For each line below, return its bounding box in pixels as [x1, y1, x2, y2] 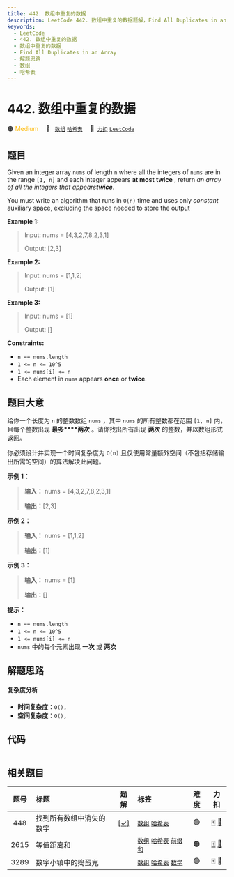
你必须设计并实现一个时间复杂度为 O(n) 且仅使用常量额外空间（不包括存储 [7, 449, 219, 457]
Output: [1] [24, 285, 55, 293]
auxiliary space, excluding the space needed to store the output [7, 204, 190, 213]
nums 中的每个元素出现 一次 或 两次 [17, 643, 117, 651]
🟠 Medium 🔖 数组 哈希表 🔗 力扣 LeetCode [7, 125, 134, 133]
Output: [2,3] [24, 245, 61, 253]
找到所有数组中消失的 [36, 814, 106, 823]
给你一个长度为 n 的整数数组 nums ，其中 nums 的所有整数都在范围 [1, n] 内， [7, 416, 226, 425]
